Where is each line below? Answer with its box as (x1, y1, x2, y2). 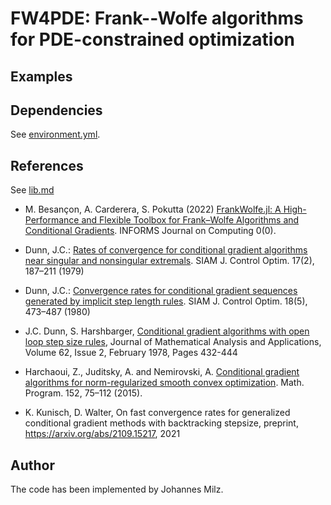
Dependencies (10, 102, 103, 119)
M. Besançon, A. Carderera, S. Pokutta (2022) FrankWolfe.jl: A (24, 203, 282, 216)
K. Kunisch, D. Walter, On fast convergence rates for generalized (24, 407, 291, 419)
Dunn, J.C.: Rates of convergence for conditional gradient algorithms (24, 244, 308, 256)
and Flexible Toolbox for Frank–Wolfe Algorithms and (81, 214, 300, 226)
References (10, 157, 84, 174)
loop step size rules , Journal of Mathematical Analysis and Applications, (24, 336, 322, 348)
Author (10, 457, 55, 474)
